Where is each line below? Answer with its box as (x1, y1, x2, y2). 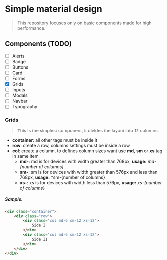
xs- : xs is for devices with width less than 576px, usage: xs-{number (19, 179, 162, 185)
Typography (12, 104, 38, 110)
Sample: (5, 196, 23, 202)
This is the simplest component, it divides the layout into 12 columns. (17, 128, 159, 133)
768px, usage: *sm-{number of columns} (19, 174, 106, 180)
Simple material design (5, 3, 102, 15)
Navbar (12, 98, 28, 104)
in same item (12, 153, 39, 159)
